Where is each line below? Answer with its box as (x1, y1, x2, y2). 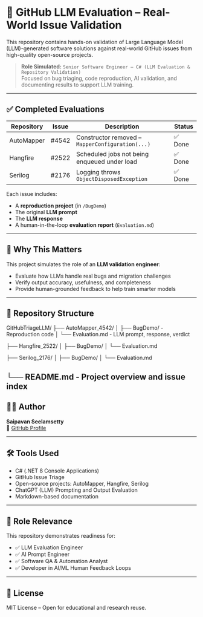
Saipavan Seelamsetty (6, 417, 64, 425)
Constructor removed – (76, 133, 142, 142)
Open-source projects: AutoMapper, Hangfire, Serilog (14, 480, 149, 488)
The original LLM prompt (14, 208, 77, 215)
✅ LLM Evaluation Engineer (14, 544, 83, 551)
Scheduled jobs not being (76, 149, 149, 158)
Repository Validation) (21, 69, 82, 75)
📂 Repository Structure (6, 308, 94, 318)
